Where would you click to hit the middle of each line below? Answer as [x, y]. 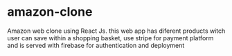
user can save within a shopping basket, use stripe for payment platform [110, 38]
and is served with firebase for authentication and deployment [96, 45]
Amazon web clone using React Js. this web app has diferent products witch [116, 31]
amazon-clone [50, 12]
